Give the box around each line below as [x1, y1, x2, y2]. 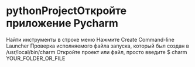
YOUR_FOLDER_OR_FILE [6, 55, 66, 62]
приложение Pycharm [6, 16, 119, 30]
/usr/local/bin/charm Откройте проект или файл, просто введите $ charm [6, 48, 187, 55]
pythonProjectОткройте [6, 4, 127, 18]
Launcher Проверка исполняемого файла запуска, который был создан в [6, 42, 189, 49]
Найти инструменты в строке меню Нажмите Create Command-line [6, 36, 175, 43]
